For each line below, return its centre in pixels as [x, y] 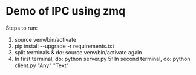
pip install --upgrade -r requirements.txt [64, 46]
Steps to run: [22, 28]
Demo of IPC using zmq [66, 11]
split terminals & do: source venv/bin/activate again [78, 52]
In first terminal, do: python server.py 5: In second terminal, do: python [102, 59]
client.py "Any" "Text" [41, 65]
